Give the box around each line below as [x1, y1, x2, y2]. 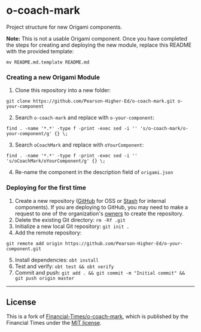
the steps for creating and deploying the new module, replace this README [6, 41, 192, 48]
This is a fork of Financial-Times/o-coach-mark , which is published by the [6, 313, 188, 320]
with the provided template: [6, 47, 74, 54]
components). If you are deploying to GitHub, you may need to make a [14, 203, 188, 211]
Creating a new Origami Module [6, 73, 100, 81]
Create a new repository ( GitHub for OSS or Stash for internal [14, 197, 166, 204]
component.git [6, 246, 42, 252]
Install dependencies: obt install [14, 256, 99, 263]
